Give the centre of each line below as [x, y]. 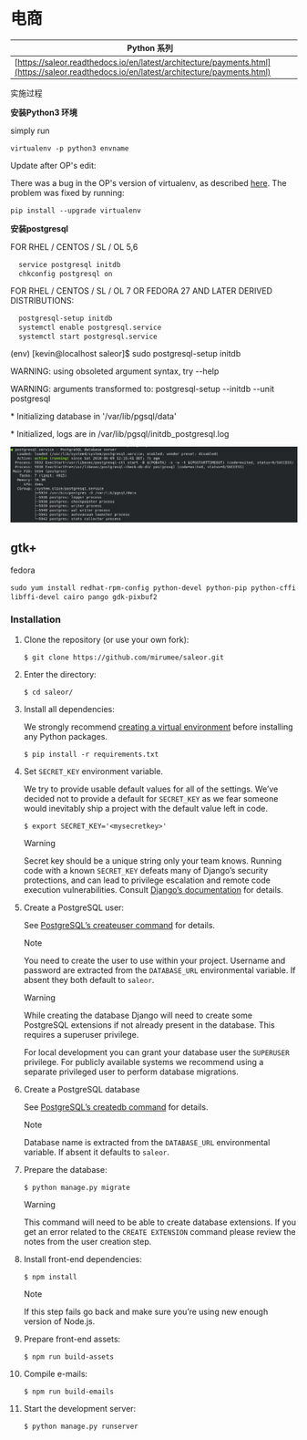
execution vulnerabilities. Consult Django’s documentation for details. [153, 889]
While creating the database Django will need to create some [138, 1015]
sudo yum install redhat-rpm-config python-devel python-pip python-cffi [153, 588]
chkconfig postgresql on [66, 275]
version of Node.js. [59, 1321]
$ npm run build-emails [69, 1392]
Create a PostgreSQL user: [74, 907]
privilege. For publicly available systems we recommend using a [143, 1062]
